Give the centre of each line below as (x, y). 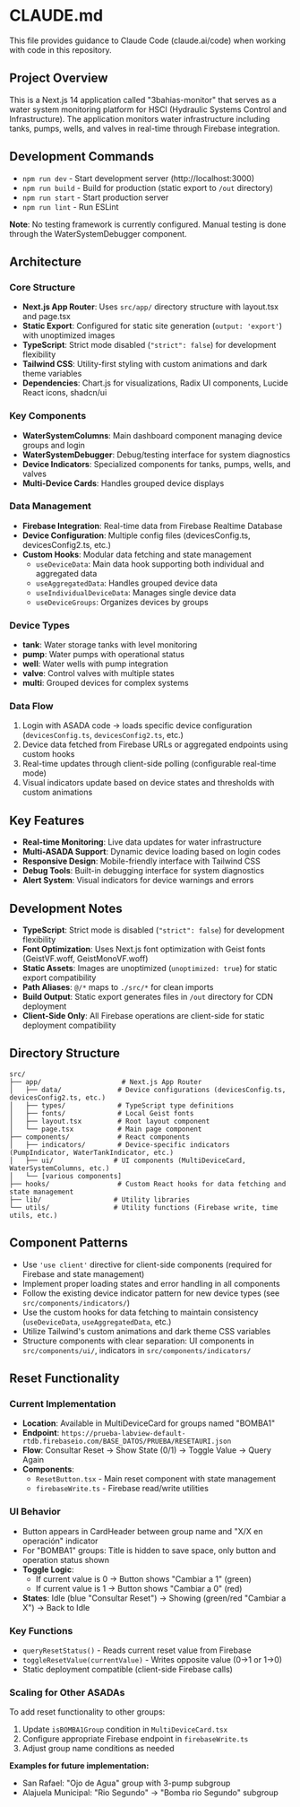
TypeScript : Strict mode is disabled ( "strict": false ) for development (153, 930)
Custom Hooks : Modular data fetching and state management (137, 554)
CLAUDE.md (56, 16)
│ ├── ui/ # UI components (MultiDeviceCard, (128, 1160)
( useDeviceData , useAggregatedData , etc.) (97, 1321)
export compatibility (59, 977)
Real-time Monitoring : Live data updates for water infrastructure (142, 842)
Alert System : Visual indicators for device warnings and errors (138, 881)
